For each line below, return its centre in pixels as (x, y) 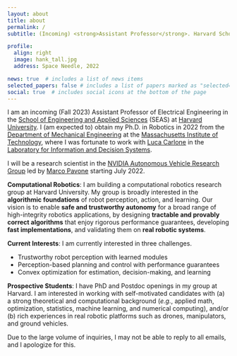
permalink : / (26, 27)
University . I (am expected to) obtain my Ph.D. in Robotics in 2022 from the (116, 127)
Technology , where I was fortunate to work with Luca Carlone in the (106, 142)
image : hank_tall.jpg (45, 60)
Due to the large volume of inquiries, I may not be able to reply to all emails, (117, 338)
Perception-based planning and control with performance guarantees (119, 265)
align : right (33, 53)
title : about (26, 21)
